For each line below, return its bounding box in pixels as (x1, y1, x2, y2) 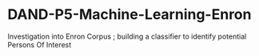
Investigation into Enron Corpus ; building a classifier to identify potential (7, 32, 247, 41)
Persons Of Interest (7, 39, 72, 49)
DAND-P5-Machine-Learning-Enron (7, 6, 252, 24)
